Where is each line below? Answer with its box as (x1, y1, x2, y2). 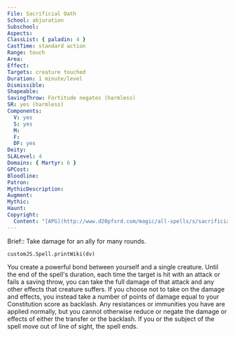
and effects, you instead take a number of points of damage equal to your (7, 292, 220, 301)
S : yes (13, 120, 33, 128)
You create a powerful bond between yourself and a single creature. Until (7, 262, 219, 271)
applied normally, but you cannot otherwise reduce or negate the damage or (7, 307, 227, 315)
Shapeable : (7, 88, 39, 95)
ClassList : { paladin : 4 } (7, 36, 86, 43)
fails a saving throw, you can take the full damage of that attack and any (7, 277, 215, 286)
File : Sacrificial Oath (7, 10, 77, 17)
